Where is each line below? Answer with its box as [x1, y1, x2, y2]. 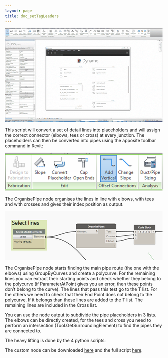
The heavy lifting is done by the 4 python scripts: [5, 338, 106, 344]
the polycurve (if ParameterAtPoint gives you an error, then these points [5, 281, 153, 287]
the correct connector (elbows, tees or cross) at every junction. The [5, 132, 145, 138]
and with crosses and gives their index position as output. [5, 201, 124, 207]
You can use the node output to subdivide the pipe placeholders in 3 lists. [5, 312, 157, 318]
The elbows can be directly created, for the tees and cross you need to [5, 317, 151, 323]
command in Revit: [5, 143, 43, 149]
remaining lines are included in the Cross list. [5, 302, 98, 308]
